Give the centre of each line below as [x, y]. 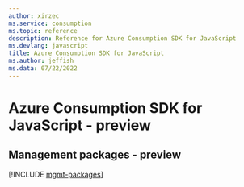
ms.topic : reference [43, 31]
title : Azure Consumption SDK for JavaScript [86, 53]
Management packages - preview [95, 155]
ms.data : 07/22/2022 [43, 69]
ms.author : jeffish [41, 61]
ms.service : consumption [50, 23]
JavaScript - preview [80, 125]
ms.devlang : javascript [48, 46]
